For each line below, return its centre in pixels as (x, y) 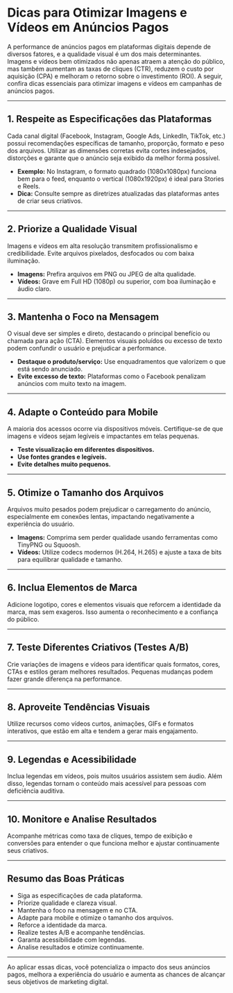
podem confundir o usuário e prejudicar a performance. (87, 349)
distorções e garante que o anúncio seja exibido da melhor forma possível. (114, 158)
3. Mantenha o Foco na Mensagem (83, 317)
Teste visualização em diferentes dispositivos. (86, 450)
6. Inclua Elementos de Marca (72, 588)
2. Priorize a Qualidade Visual (72, 229)
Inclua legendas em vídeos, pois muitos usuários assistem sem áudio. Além (115, 776)
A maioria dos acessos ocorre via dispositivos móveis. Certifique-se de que (115, 429)
